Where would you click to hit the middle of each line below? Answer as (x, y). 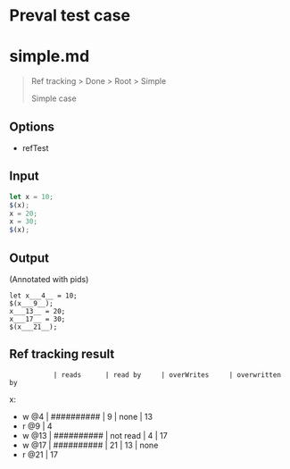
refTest (35, 147)
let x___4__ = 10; (43, 296)
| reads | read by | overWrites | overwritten (167, 375)
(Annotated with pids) (49, 279)
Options (32, 126)
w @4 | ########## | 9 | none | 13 (87, 416)
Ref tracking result (62, 354)
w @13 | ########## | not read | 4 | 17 (95, 435)
